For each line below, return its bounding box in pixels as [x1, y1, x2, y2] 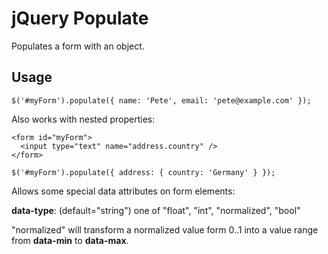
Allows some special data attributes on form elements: [11, 185, 236, 197]
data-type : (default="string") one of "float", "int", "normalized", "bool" [11, 204, 301, 216]
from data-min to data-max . [11, 234, 129, 246]
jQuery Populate [11, 7, 149, 30]
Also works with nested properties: [11, 113, 156, 125]
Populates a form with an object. [11, 40, 145, 52]
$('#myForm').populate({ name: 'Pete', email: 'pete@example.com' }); [11, 95, 312, 106]
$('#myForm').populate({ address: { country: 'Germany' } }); [11, 167, 276, 177]
